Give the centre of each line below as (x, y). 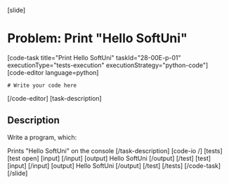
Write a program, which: (42, 137)
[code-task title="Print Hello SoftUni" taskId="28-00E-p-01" (94, 57)
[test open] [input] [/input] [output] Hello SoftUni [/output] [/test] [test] (109, 158)
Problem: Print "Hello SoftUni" (97, 38)
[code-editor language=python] (53, 72)
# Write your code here (42, 85)
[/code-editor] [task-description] (54, 98)
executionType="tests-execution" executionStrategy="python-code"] (108, 65)
